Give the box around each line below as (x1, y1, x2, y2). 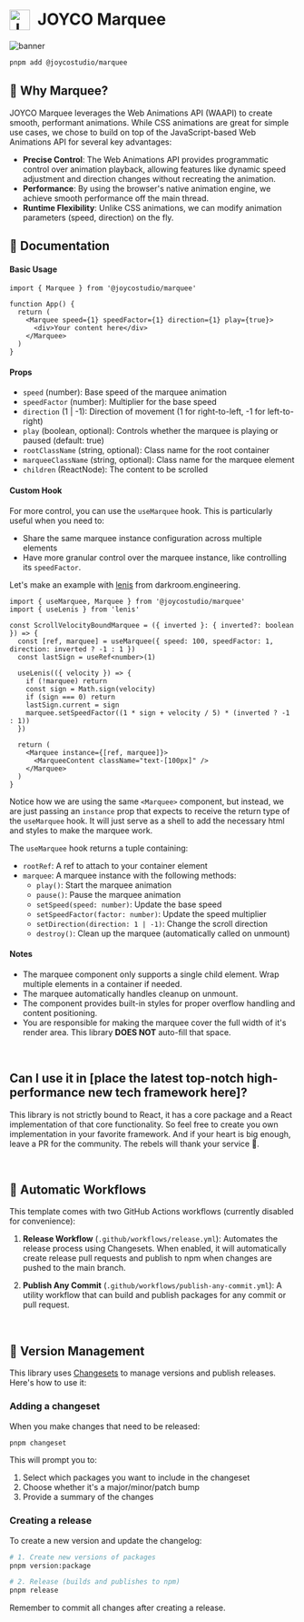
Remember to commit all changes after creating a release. (9, 1602, 226, 1614)
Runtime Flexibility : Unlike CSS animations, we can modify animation (22, 202, 282, 213)
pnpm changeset (9, 1438, 67, 1447)
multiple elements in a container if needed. (22, 978, 183, 989)
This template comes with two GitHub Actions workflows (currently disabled (9, 1206, 294, 1217)
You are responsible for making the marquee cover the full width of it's (22, 1017, 287, 1028)
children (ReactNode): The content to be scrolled (22, 464, 209, 475)
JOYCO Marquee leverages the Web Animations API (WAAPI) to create (9, 107, 273, 118)
